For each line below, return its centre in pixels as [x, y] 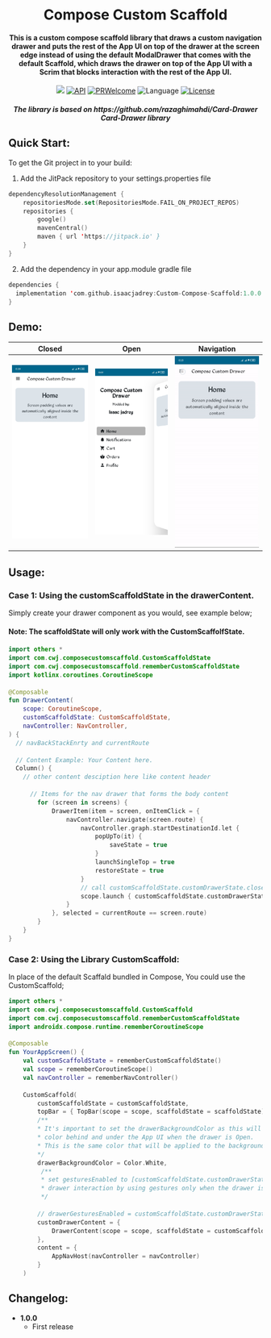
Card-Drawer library [135, 118]
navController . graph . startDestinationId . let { [160, 828]
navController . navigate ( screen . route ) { [135, 819]
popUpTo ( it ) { [119, 836]
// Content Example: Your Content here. [84, 760]
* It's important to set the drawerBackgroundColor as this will [150, 1129]
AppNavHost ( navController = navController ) [125, 1257]
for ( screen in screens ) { [83, 802]
